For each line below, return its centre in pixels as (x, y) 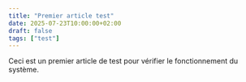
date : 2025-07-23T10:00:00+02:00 (65, 23)
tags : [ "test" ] (34, 38)
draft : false (30, 31)
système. (24, 70)
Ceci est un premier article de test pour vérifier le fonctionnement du (123, 61)
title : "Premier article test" (61, 16)
